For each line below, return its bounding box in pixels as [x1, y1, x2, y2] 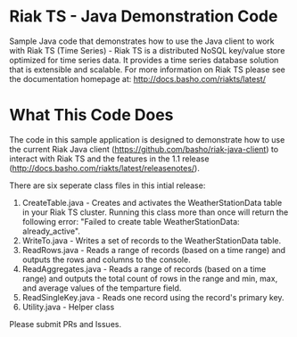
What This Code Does [9, 105, 174, 126]
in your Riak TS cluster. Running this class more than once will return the [21, 207, 289, 218]
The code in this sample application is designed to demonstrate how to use [9, 134, 285, 144]
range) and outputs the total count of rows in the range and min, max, [21, 273, 278, 284]
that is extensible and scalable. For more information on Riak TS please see [9, 64, 285, 75]
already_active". [21, 226, 80, 236]
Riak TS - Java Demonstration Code [9, 6, 278, 27]
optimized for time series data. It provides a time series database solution [9, 54, 279, 65]
